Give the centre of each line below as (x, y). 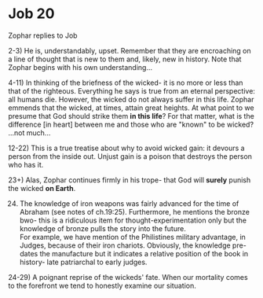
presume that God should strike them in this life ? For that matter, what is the (131, 116)
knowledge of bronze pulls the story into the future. (102, 228)
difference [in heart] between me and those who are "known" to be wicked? (131, 124)
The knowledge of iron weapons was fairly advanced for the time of (129, 203)
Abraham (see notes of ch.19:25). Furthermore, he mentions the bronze (134, 212)
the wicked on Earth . (42, 188)
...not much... (29, 132)
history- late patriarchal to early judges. (83, 262)
